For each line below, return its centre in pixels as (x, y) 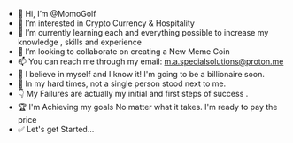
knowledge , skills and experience (79, 42)
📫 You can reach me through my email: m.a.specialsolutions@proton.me (150, 61)
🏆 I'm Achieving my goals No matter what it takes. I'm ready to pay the (147, 107)
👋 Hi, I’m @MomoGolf (57, 14)
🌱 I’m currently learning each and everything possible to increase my (143, 32)
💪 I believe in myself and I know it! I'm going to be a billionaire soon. (141, 74)
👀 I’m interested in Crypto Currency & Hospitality (106, 23)
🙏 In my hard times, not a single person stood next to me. (122, 83)
